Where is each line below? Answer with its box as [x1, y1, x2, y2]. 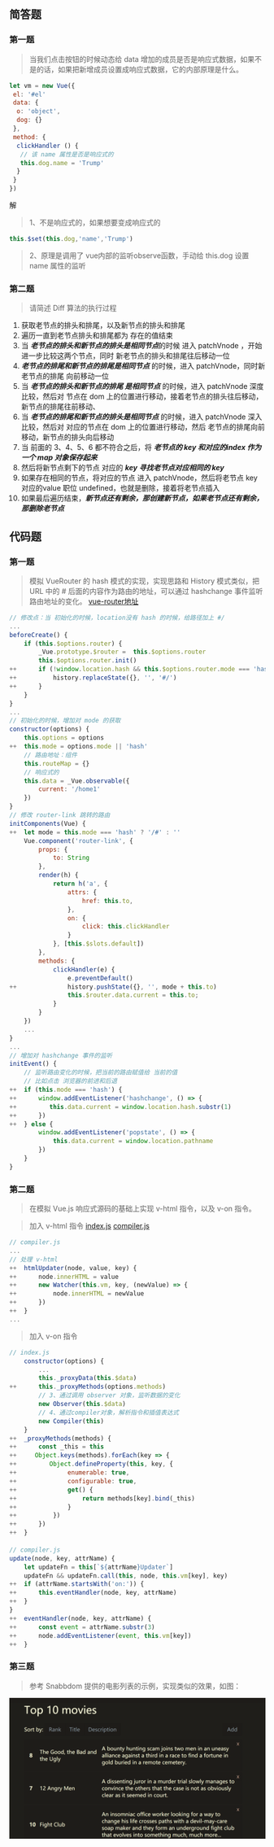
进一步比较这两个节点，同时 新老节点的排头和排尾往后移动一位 [20, 351, 230, 360]
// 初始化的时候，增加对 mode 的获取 [9, 717, 121, 725]
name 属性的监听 [28, 260, 86, 270]
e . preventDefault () [67, 974, 133, 982]
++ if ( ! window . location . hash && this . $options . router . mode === [9, 666, 250, 674]
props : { [38, 845, 68, 854]
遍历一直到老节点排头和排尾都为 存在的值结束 [20, 330, 173, 340]
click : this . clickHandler [81, 923, 170, 931]
